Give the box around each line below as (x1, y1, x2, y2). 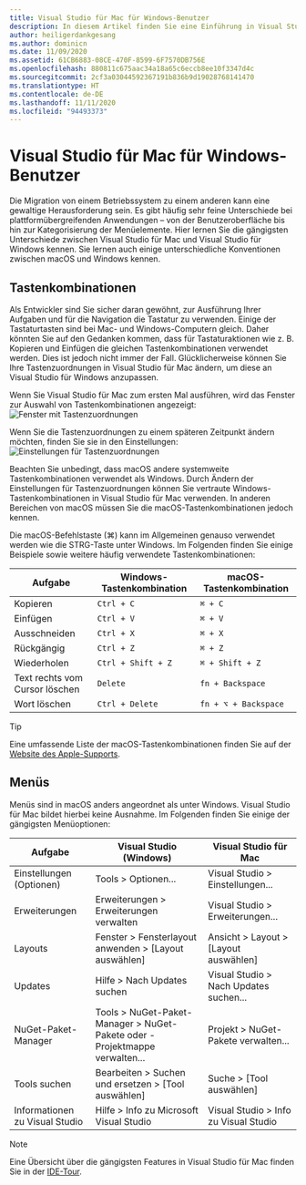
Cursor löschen (14, 683, 80, 696)
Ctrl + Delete (97, 699, 158, 709)
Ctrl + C (97, 599, 135, 609)
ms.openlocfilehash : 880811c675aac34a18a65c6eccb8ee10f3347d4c (9, 65, 255, 74)
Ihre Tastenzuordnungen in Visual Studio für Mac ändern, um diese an (9, 362, 272, 373)
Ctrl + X (97, 628, 135, 638)
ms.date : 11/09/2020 (9, 47, 88, 57)
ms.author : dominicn (9, 38, 88, 48)
